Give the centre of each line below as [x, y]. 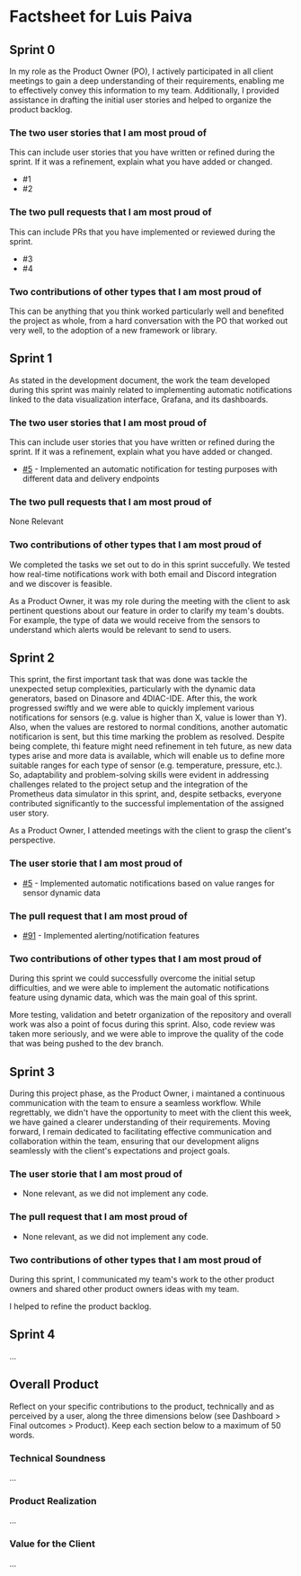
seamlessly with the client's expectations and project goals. [120, 1151]
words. [22, 1435]
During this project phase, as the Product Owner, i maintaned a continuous [147, 1093]
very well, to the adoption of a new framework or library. [113, 330]
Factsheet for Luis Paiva [101, 17]
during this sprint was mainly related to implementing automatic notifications [151, 389]
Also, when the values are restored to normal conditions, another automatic [149, 727]
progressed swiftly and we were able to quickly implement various [132, 708]
